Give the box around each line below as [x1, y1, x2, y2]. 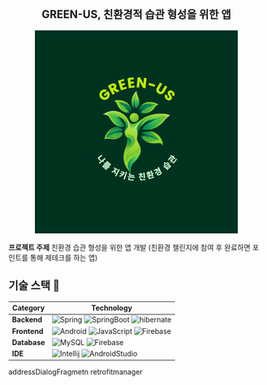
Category [11, 303, 45, 313]
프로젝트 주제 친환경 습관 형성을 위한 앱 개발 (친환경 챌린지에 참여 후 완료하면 [8, 242, 251, 252]
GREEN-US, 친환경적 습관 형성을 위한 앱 [41, 7, 231, 22]
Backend [11, 315, 43, 325]
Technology [91, 303, 132, 313]
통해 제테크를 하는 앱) [29, 253, 98, 262]
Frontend [11, 326, 44, 335]
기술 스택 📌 [8, 279, 61, 292]
